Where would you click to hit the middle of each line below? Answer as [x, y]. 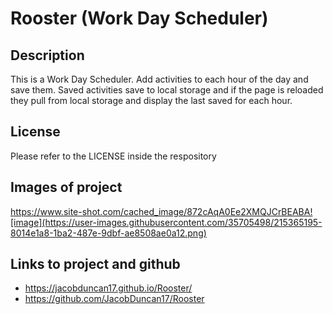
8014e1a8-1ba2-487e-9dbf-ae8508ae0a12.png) [108, 233]
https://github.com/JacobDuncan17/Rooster [114, 299]
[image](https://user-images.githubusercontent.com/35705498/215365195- [166, 222]
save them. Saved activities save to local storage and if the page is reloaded [167, 90]
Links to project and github [95, 264]
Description [47, 55]
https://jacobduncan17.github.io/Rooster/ [108, 288]
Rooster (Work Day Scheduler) [139, 18]
